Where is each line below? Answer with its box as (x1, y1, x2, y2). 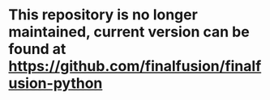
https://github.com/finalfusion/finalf (8, 57, 262, 76)
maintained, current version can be (8, 23, 250, 41)
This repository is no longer (8, 6, 199, 24)
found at (8, 40, 66, 58)
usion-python (8, 74, 103, 93)
